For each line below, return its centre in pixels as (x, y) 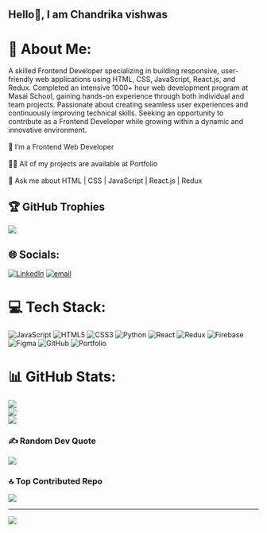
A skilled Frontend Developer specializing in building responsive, (114, 71)
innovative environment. (48, 130)
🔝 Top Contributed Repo (56, 481)
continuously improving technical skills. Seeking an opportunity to (116, 113)
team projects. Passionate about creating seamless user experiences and (128, 105)
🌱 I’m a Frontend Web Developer (61, 147)
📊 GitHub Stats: (62, 377)
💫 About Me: (50, 49)
